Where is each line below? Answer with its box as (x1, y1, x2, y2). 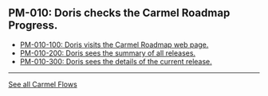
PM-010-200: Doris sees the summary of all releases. (19, 48, 196, 58)
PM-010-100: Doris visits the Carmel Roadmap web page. (19, 40, 209, 49)
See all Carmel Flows (8, 79, 77, 89)
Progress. (8, 19, 58, 33)
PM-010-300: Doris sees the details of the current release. (19, 56, 213, 66)
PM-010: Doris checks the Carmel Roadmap (8, 6, 231, 20)
